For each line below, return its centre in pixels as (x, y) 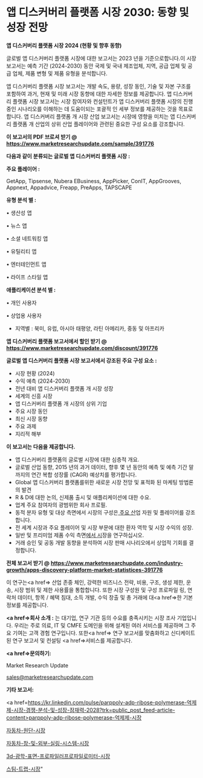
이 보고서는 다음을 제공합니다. (41, 446)
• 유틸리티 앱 (22, 251)
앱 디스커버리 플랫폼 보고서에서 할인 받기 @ (56, 341)
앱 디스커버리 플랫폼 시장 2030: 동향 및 (98, 12)
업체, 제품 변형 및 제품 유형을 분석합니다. (60, 73)
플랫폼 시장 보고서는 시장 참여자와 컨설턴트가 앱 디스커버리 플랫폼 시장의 (97, 101)
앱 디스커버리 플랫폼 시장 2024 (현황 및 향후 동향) (64, 45)
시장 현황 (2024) (35, 373)
